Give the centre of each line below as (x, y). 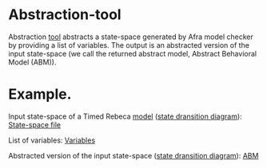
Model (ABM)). (32, 62)
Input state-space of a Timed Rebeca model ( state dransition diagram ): (125, 116)
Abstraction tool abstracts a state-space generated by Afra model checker (131, 37)
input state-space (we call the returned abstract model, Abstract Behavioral (133, 53)
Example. (40, 94)
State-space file (35, 124)
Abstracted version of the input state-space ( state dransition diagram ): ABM (133, 155)
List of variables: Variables (52, 140)
